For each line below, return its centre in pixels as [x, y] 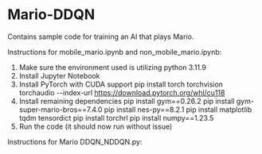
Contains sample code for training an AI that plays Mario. [101, 37]
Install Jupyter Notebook [59, 75]
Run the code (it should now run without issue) [96, 126]
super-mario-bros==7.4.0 [61, 110]
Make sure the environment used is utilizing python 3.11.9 [112, 67]
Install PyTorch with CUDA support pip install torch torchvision [121, 84]
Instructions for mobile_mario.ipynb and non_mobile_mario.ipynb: [115, 52]
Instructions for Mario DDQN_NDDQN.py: [75, 141]
